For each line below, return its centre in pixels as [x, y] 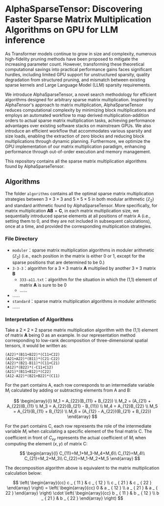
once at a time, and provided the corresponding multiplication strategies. [78, 226]
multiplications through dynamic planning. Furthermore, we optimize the [78, 141]
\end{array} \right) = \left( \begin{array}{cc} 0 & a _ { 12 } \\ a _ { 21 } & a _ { [82, 488]
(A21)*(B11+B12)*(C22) [28, 371]
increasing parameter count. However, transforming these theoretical [75, 64]
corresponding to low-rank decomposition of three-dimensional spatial [77, 340]
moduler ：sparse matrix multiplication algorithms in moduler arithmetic [83, 250]
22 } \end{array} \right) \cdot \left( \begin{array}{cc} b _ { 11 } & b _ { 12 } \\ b [82, 493]
